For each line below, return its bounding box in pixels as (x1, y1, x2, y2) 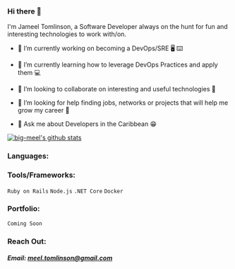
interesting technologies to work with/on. (7, 30, 127, 38)
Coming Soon (7, 219, 42, 227)
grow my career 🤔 (17, 106, 70, 115)
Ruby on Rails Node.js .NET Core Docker (7, 188, 123, 195)
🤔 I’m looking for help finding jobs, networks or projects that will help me (17, 98, 229, 107)
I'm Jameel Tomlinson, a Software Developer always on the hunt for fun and (7, 23, 228, 31)
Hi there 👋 (7, 6, 42, 16)
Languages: (7, 151, 49, 161)
